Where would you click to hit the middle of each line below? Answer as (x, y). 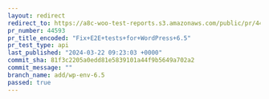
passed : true (29, 82)
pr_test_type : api (38, 46)
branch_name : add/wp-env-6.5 (56, 75)
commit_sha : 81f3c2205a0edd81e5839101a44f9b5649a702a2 (101, 61)
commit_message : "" (40, 68)
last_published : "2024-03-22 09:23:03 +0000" (85, 53)
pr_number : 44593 (37, 30)
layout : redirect (37, 16)
